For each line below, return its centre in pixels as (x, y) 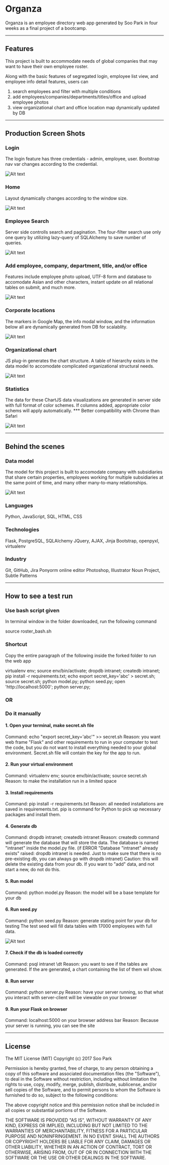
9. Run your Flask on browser (36, 1009)
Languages (19, 505)
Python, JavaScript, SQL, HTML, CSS (44, 517)
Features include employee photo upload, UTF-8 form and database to (78, 277)
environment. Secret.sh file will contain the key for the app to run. (73, 753)
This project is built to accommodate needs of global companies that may (81, 61)
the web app (18, 661)
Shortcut (16, 644)
